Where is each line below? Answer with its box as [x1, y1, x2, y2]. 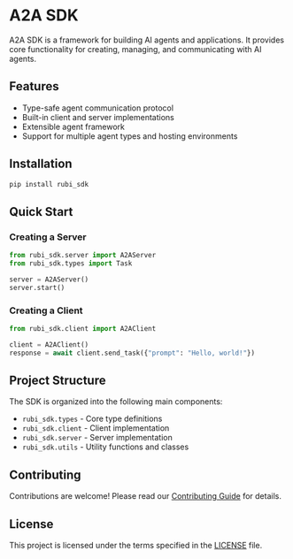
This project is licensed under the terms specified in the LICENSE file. [9, 540, 263, 550]
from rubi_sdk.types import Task [9, 259, 133, 268]
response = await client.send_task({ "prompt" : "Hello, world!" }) [9, 348, 255, 357]
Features [9, 79, 59, 94]
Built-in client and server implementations [21, 111, 174, 122]
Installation [9, 157, 73, 172]
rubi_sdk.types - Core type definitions [21, 413, 163, 425]
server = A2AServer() [9, 275, 89, 284]
